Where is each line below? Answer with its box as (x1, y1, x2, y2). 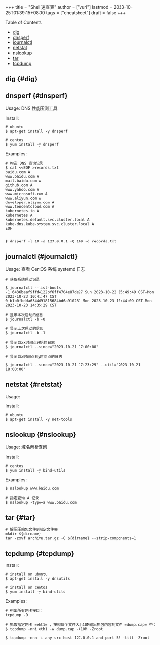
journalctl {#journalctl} (5, 252, 78, 261)
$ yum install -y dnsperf (5, 142, 59, 147)
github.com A (5, 183, 33, 188)
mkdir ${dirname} (5, 531, 41, 537)
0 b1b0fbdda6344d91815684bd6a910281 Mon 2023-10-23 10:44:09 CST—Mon (5, 298, 152, 304)
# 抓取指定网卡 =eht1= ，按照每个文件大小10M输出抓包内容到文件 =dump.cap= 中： (5, 622, 157, 627)
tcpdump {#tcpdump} (5, 549, 75, 558)
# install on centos (5, 585, 48, 590)
